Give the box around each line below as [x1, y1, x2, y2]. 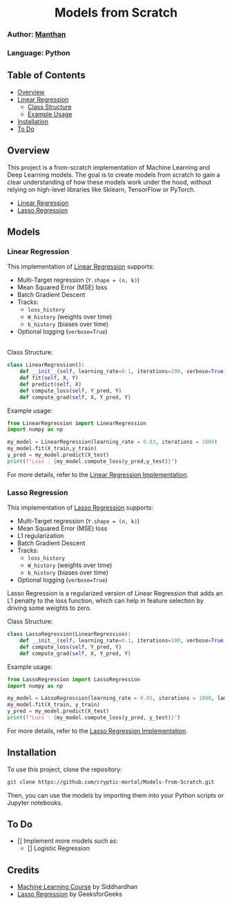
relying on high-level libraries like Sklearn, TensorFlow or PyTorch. [7, 185, 196, 193]
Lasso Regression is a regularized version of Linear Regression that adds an [7, 589, 223, 598]
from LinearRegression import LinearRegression [7, 420, 147, 427]
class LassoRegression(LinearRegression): [7, 631, 131, 638]
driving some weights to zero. [7, 604, 92, 612]
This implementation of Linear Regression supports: [7, 262, 155, 271]
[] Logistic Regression [27, 844, 90, 852]
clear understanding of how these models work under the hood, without [7, 178, 212, 186]
